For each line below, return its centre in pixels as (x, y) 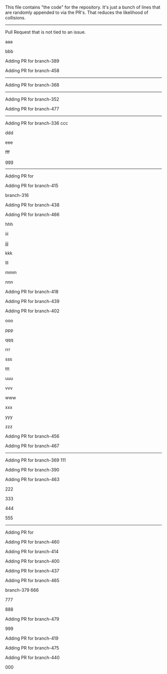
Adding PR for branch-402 (32, 311)
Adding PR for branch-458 (32, 71)
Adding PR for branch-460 (32, 542)
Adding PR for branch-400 (32, 561)
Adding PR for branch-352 (32, 99)
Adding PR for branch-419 (32, 638)
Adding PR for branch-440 (32, 658)
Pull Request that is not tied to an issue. (45, 32)
